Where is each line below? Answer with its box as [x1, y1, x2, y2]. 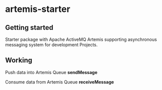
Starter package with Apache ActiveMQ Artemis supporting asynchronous [5, 36, 158, 42]
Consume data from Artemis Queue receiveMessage [5, 79, 114, 85]
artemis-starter [5, 3, 71, 15]
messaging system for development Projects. [5, 42, 98, 48]
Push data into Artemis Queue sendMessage [5, 69, 98, 75]
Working [5, 56, 32, 65]
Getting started [5, 23, 54, 32]
